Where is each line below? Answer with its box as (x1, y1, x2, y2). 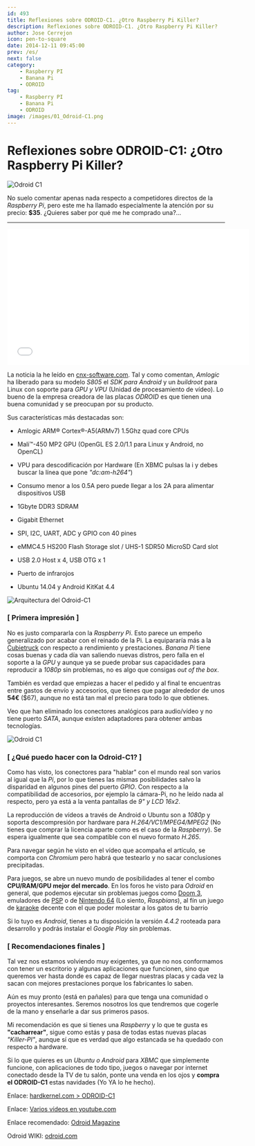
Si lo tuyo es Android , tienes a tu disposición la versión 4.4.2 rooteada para (7, 917, 221, 926)
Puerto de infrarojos (17, 569, 75, 577)
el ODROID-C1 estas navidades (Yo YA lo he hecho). (7, 1078, 155, 1087)
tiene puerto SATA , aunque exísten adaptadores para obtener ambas (7, 714, 202, 722)
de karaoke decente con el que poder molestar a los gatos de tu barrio (7, 903, 209, 912)
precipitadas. (7, 861, 45, 870)
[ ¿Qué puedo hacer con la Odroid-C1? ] (7, 752, 142, 762)
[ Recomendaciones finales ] (7, 941, 105, 951)
